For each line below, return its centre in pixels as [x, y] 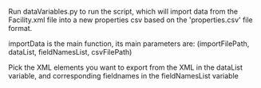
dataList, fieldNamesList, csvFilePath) [70, 52]
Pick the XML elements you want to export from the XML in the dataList [126, 67]
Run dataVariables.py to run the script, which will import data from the [123, 11]
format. [20, 28]
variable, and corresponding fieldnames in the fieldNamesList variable [124, 76]
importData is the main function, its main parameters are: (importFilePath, [129, 44]
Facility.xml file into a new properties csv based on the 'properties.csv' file [130, 20]
